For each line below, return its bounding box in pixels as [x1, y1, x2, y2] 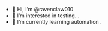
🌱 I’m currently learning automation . [11, 18, 102, 25]
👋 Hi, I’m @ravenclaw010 [11, 6, 74, 13]
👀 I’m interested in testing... [11, 12, 80, 19]
